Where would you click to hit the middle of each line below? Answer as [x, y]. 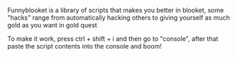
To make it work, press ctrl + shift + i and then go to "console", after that [113, 39]
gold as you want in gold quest [52, 25]
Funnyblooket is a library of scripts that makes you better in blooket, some [116, 10]
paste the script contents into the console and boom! [84, 46]
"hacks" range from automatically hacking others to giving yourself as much [119, 18]
